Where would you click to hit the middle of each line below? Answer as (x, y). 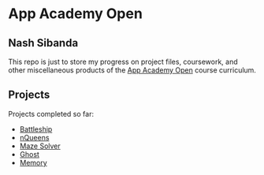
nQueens (34, 137)
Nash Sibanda (43, 43)
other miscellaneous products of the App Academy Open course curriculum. (132, 70)
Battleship (36, 129)
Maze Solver (40, 146)
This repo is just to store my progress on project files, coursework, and (123, 61)
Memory (33, 162)
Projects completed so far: (51, 114)
